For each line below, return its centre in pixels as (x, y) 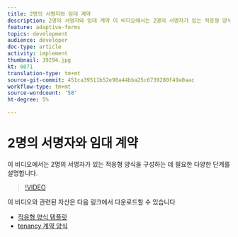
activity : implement (38, 54)
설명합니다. (23, 173)
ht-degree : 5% (28, 100)
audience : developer (38, 40)
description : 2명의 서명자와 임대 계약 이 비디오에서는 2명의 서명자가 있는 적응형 (113, 21)
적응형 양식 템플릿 (42, 216)
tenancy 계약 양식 (42, 226)
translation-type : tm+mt (44, 73)
